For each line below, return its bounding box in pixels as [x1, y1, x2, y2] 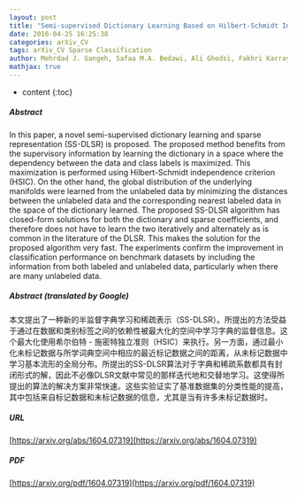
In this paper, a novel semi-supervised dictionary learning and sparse [9, 129, 263, 140]
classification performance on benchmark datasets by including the [9, 252, 255, 262]
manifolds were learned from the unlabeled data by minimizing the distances [9, 185, 288, 196]
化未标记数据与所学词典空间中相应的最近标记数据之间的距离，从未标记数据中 [9, 347, 288, 358]
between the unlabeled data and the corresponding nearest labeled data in [9, 195, 281, 206]
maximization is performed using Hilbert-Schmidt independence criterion [9, 167, 276, 177]
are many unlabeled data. [9, 270, 102, 281]
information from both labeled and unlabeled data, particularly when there [9, 260, 278, 271]
